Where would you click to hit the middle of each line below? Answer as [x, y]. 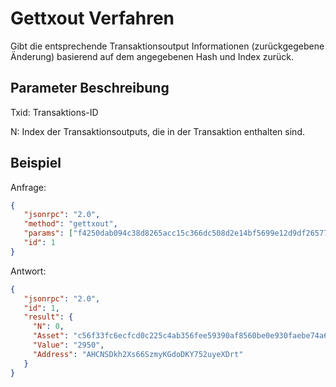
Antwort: [28, 271]
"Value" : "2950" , [68, 345]
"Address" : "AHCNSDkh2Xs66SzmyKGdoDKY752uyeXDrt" [138, 354]
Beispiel [36, 163]
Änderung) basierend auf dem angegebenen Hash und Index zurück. [152, 56]
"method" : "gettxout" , [70, 224]
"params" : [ [48, 233]
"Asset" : [51, 336]
